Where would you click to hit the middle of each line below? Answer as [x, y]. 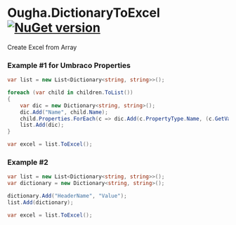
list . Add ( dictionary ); [40, 203]
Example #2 [28, 163]
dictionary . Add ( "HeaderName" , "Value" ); [67, 196]
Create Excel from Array [42, 47]
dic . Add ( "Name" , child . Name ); [64, 112]
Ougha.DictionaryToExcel [84, 13]
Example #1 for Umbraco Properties [69, 65]
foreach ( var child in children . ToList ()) [70, 93]
